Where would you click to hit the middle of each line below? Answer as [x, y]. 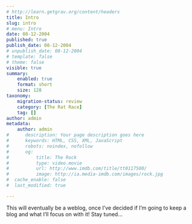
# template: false [29, 57]
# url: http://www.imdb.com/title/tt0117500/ [77, 169]
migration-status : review [50, 101]
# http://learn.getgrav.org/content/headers [63, 12]
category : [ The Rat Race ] [50, 107]
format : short [35, 85]
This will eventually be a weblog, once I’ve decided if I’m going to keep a [96, 208]
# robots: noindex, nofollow [50, 146]
